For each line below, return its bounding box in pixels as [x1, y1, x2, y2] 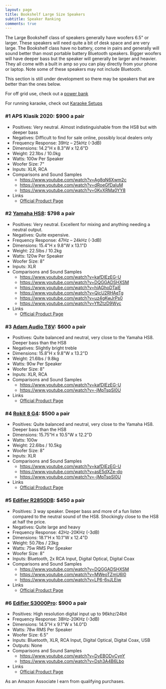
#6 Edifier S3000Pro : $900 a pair [5, 599, 87, 606]
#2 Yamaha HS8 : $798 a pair [5, 210, 75, 217]
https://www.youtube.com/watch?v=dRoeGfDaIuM [19, 182, 123, 188]
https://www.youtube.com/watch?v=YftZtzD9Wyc [19, 300, 121, 306]
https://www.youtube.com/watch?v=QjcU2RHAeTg [19, 289, 124, 295]
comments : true [5, 21, 37, 26]
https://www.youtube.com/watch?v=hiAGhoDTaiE [19, 285, 121, 290]
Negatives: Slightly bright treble [12, 345, 77, 351]
